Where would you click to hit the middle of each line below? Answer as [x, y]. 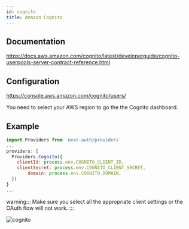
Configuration [33, 81]
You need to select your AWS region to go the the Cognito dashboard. [92, 107]
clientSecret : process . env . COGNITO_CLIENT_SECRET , [81, 168]
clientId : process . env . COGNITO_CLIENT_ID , [71, 162]
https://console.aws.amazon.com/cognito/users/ [66, 96]
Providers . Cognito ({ [37, 156]
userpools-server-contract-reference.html [58, 62]
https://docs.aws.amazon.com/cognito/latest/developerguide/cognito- [93, 56]
